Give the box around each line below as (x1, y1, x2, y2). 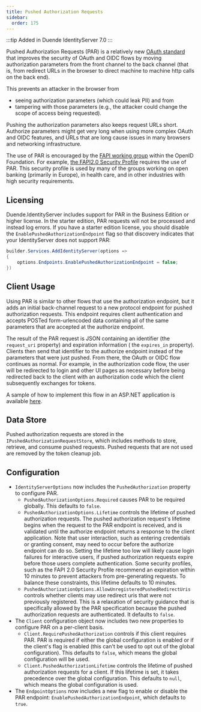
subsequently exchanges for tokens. (6, 379, 97, 386)
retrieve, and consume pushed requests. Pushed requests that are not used (6, 443, 193, 451)
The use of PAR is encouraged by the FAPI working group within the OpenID (6, 152, 194, 159)
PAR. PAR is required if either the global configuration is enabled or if (23, 636, 194, 644)
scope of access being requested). (14, 109, 102, 117)
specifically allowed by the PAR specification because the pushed (23, 604, 187, 612)
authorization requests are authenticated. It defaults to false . (23, 611, 175, 618)
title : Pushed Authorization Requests (6, 8, 103, 15)
